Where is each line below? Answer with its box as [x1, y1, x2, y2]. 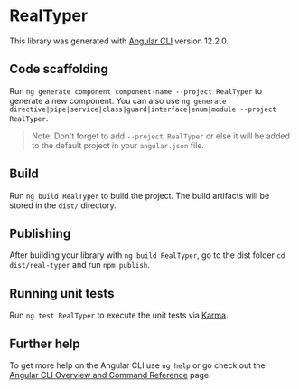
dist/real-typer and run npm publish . [9, 260, 151, 270]
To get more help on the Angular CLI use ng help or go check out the [9, 360, 266, 371]
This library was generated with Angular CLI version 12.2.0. [9, 35, 229, 46]
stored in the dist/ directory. [9, 200, 117, 211]
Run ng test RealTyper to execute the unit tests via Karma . [9, 309, 229, 321]
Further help [9, 336, 81, 351]
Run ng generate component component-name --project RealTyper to [9, 85, 263, 96]
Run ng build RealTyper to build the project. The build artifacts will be [9, 190, 270, 201]
